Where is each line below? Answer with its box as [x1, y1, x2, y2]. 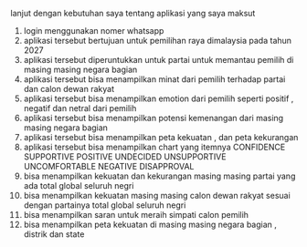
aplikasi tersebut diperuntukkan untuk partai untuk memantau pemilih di [23, 55, 294, 65]
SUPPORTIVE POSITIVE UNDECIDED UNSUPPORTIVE [23, 151, 227, 162]
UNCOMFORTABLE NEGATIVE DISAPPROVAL [23, 161, 195, 171]
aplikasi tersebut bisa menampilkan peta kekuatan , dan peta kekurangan [23, 132, 299, 142]
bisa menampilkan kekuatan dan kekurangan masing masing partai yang [23, 170, 296, 181]
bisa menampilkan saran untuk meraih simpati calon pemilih [23, 210, 249, 220]
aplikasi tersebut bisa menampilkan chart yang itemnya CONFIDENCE [23, 141, 286, 152]
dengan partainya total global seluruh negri [23, 200, 186, 211]
